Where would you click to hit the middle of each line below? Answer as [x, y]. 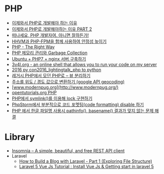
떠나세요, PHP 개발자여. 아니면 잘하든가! [50, 35]
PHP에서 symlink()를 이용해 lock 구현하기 [52, 98]
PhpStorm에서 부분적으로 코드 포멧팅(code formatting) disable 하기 [78, 104]
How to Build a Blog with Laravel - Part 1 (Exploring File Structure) [85, 161]
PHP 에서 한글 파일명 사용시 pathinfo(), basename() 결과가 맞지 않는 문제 [82, 110]
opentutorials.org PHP [34, 92]
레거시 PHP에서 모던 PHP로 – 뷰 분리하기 [51, 75]
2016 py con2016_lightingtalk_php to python [56, 70]
